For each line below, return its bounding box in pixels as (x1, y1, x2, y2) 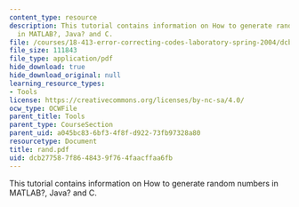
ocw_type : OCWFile (9, 104, 77, 113)
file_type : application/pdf (9, 54, 114, 63)
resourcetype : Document (9, 137, 98, 146)
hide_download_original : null (9, 71, 122, 80)
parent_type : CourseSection (9, 121, 114, 130)
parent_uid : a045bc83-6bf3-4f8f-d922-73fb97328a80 (9, 129, 201, 138)
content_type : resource (9, 12, 98, 22)
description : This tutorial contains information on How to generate (9, 21, 273, 30)
